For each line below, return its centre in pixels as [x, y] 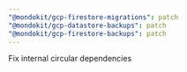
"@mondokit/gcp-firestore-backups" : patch [87, 33]
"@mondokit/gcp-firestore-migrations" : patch [93, 17]
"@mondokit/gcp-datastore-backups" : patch [87, 25]
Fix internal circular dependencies [70, 59]
